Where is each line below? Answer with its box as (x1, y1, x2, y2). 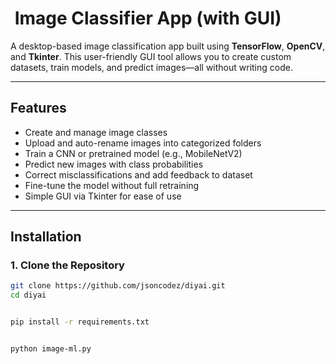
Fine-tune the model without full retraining (24, 179, 200, 191)
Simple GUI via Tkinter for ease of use (24, 190, 182, 202)
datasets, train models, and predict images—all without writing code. (10, 61, 293, 73)
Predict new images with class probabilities (24, 158, 204, 170)
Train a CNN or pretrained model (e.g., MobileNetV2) (24, 147, 243, 159)
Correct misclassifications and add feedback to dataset (24, 168, 253, 181)
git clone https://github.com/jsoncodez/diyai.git (10, 281, 226, 291)
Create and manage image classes (24, 126, 168, 138)
